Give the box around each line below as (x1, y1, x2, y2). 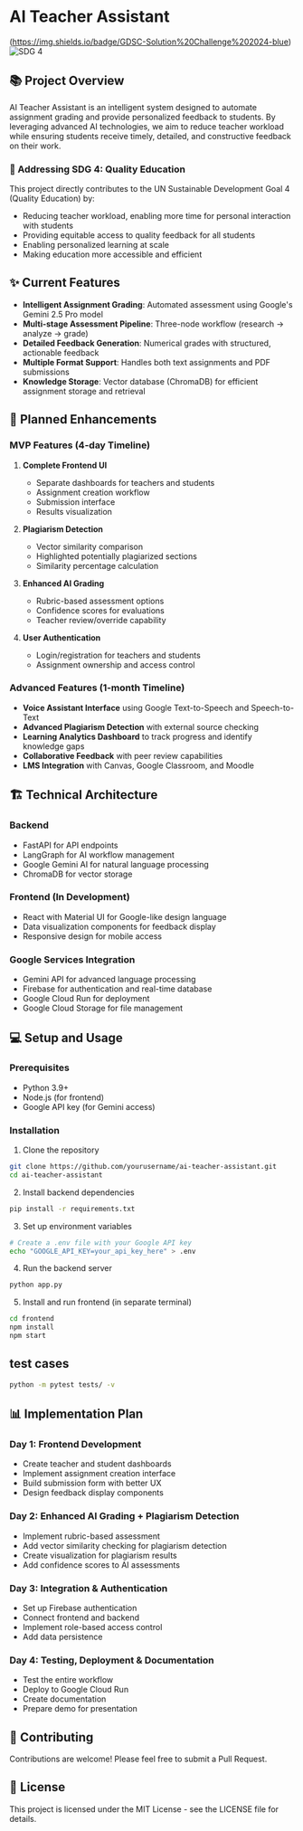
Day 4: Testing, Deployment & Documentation (9, 1654, 214, 1666)
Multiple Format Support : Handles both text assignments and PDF (22, 356, 271, 367)
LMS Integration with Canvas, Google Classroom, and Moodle (22, 760, 255, 771)
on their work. (9, 140, 62, 151)
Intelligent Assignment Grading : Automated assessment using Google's (22, 299, 293, 309)
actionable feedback (22, 346, 99, 358)
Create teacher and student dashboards (22, 1458, 172, 1469)
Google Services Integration (9, 953, 136, 965)
